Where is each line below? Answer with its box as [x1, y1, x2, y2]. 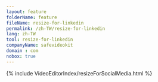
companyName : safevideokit [6, 42, 73, 48]
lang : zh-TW [6, 31, 36, 37]
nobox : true [6, 53, 36, 59]
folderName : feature [6, 14, 58, 20]
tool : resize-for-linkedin [6, 37, 73, 42]
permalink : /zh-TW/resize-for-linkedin [6, 25, 106, 32]
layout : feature [6, 8, 47, 15]
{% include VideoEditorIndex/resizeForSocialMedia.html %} [6, 69, 153, 77]
